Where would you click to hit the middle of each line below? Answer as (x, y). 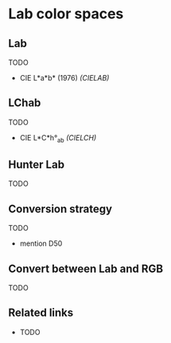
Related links (41, 313)
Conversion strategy (60, 209)
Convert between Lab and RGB (86, 268)
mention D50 (41, 243)
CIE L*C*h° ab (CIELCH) (58, 138)
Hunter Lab (37, 165)
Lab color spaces (66, 14)
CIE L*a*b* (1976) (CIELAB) (64, 78)
